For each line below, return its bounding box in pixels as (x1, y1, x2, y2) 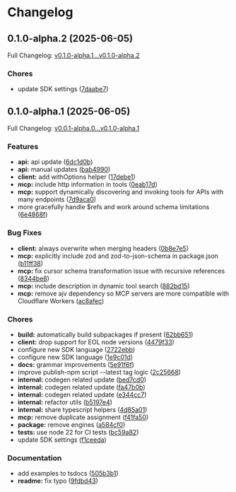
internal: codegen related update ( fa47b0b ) (17, 383, 146, 391)
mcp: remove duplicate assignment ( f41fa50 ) (17, 413, 149, 421)
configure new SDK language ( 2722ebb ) (17, 346, 136, 353)
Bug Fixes (7, 228, 42, 238)
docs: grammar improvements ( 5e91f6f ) (17, 361, 134, 368)
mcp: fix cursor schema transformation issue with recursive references (17, 266, 225, 275)
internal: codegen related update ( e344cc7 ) (17, 390, 147, 399)
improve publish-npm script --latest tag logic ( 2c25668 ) (17, 368, 182, 376)
